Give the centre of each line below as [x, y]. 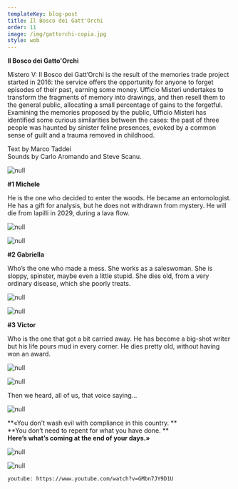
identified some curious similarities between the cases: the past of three [113, 120]
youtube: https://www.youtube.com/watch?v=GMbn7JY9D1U [90, 479]
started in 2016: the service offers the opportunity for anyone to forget [110, 82]
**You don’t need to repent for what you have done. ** [88, 431]
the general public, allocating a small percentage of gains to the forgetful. [115, 105]
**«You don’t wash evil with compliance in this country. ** [92, 423]
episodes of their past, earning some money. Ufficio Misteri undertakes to [116, 90]
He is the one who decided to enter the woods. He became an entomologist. [119, 198]
